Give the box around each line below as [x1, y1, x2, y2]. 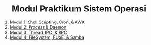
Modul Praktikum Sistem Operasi [11, 3, 147, 14]
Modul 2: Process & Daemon [9, 24, 67, 30]
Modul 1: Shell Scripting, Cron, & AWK [9, 19, 85, 25]
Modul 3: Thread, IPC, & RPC [9, 29, 67, 35]
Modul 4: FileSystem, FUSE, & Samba [9, 34, 85, 40]
